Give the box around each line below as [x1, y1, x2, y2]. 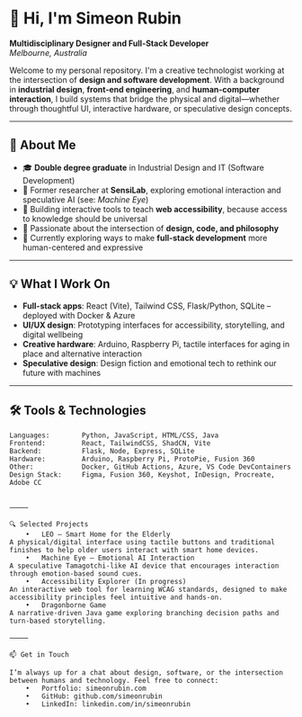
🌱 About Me [9, 138, 76, 153]
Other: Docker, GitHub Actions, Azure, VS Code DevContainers [9, 462, 292, 471]
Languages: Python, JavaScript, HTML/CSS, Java [9, 431, 219, 440]
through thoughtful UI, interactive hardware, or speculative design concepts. [9, 103, 292, 113]
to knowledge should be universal [22, 213, 148, 224]
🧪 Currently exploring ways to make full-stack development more [22, 232, 268, 243]
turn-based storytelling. [9, 616, 106, 626]
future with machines [22, 367, 102, 378]
